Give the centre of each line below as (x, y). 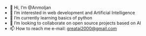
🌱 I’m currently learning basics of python (51, 18)
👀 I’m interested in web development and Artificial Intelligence (72, 13)
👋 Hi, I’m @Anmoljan (30, 8)
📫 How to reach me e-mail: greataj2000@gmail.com (63, 28)
